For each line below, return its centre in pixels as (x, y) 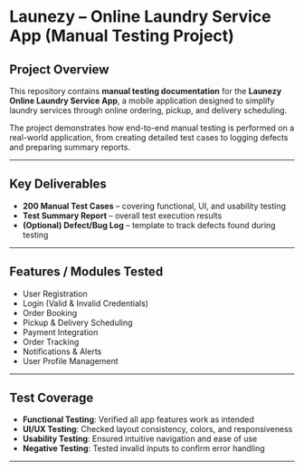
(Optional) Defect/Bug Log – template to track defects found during (149, 225)
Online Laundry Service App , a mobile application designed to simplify (142, 101)
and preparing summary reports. (70, 147)
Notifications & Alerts (62, 351)
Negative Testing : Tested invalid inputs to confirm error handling (143, 448)
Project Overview (59, 69)
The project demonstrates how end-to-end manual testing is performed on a (152, 128)
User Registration (55, 293)
